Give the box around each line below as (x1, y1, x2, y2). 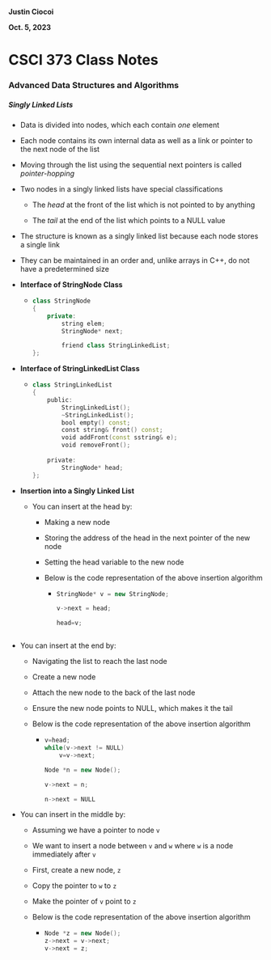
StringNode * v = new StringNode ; (56, 590, 170, 598)
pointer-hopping (19, 169, 75, 179)
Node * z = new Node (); (44, 929, 121, 937)
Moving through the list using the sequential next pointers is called (19, 160, 243, 170)
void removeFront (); (61, 441, 131, 450)
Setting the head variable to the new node (44, 557, 184, 567)
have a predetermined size (19, 264, 109, 274)
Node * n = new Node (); (44, 766, 121, 774)
